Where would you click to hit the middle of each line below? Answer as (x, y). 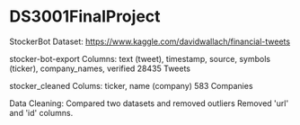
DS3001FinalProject (85, 17)
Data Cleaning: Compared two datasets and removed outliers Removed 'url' (149, 103)
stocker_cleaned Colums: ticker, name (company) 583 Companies (131, 85)
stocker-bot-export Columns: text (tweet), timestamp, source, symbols (140, 58)
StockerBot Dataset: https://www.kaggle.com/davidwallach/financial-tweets (150, 41)
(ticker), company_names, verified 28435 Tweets (100, 68)
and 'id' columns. (41, 112)
